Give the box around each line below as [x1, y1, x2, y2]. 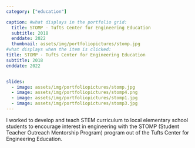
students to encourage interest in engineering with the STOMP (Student [6, 123, 180, 130]
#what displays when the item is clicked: [6, 46, 112, 53]
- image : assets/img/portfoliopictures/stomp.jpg [11, 84, 135, 90]
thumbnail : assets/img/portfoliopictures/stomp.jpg [11, 41, 141, 47]
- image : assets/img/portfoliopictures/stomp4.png [11, 89, 138, 96]
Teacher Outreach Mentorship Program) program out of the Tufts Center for [6, 129, 190, 136]
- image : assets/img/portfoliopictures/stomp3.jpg [11, 100, 138, 106]
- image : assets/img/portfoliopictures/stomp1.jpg [11, 95, 138, 101]
